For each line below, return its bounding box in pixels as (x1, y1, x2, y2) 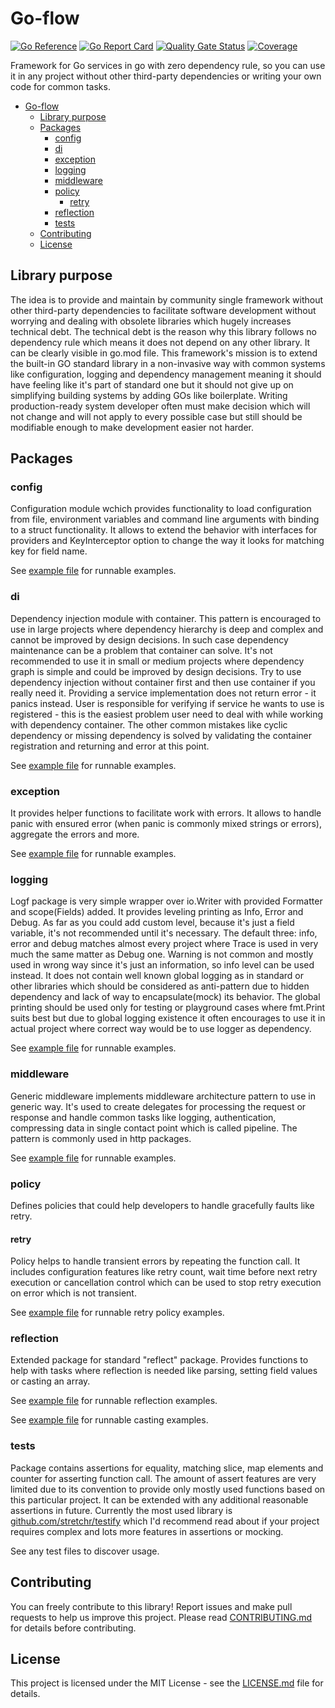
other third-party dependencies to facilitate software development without (10, 304, 317, 316)
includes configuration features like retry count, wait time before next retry (10, 1266, 318, 1278)
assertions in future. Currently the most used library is (10, 1504, 233, 1516)
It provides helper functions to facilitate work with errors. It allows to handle (10, 807, 322, 819)
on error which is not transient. (10, 1287, 137, 1299)
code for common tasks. (10, 80, 111, 92)
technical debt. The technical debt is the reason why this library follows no (10, 325, 317, 337)
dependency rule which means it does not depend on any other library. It (10, 336, 311, 348)
